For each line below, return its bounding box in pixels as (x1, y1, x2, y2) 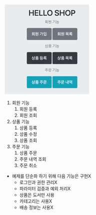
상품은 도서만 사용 (19, 192, 54, 197)
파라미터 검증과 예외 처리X (19, 185, 71, 191)
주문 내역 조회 (19, 156, 46, 162)
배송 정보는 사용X (19, 204, 53, 210)
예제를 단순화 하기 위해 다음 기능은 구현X (11, 173, 91, 179)
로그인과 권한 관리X (19, 179, 58, 185)
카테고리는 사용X (19, 198, 52, 204)
